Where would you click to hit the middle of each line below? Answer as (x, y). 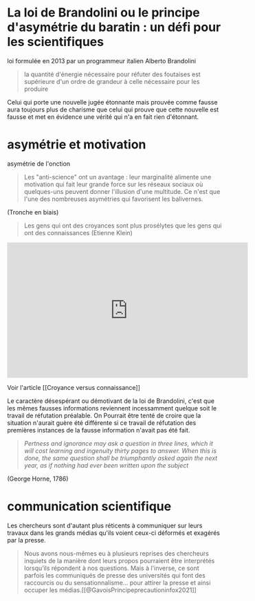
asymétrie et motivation (77, 145)
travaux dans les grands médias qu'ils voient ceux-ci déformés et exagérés (113, 533)
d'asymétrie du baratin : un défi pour (114, 27)
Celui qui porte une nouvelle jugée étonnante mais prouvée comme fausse (112, 102)
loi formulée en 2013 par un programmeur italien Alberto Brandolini (102, 61)
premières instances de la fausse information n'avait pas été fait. (99, 430)
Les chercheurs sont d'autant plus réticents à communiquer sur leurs (105, 525)
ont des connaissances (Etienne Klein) (78, 232)
